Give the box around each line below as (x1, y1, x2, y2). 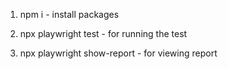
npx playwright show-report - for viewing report (19, 47, 218, 59)
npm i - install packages (19, 9, 120, 20)
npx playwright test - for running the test (19, 28, 188, 39)
